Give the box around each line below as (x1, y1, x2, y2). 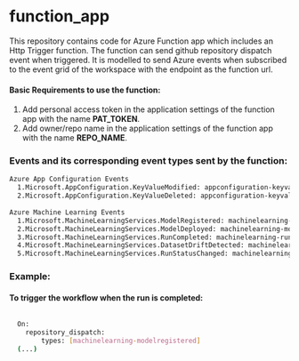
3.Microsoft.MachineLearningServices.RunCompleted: (17, 233, 214, 242)
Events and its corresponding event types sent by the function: (9, 155, 287, 167)
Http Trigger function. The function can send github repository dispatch (9, 44, 272, 55)
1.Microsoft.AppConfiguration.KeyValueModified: (17, 183, 201, 192)
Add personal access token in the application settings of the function (21, 104, 276, 115)
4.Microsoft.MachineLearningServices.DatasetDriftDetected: (17, 241, 245, 250)
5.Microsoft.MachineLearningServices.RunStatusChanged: (17, 249, 229, 259)
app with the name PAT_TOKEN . (21, 114, 141, 124)
